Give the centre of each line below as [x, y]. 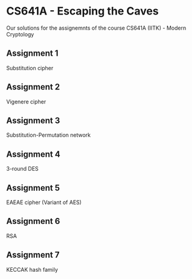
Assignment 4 [33, 154]
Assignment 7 [33, 255]
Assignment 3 [33, 120]
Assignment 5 [33, 188]
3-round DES [23, 169]
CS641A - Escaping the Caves [82, 11]
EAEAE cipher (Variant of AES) [44, 202]
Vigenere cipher [26, 102]
